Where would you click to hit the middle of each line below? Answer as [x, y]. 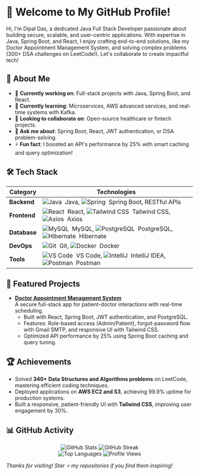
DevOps [21, 246]
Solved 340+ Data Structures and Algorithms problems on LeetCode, [101, 379]
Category [23, 191]
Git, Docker [89, 246]
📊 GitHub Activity [40, 430]
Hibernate [93, 236]
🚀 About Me [28, 79]
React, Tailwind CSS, [119, 212]
